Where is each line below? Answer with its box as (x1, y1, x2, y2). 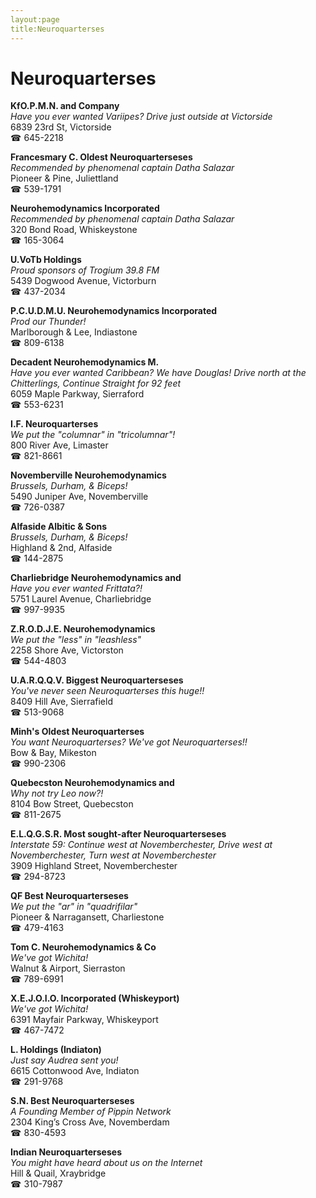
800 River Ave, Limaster (10, 439, 109, 451)
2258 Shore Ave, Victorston (10, 644, 124, 656)
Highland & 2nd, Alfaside (10, 542, 113, 554)
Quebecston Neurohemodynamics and (10, 777, 175, 789)
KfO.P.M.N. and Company (10, 100, 120, 112)
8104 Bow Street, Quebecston (10, 798, 134, 810)
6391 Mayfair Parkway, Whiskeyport (10, 1014, 159, 1026)
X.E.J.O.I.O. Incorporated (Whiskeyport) (10, 992, 180, 1005)
